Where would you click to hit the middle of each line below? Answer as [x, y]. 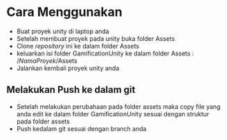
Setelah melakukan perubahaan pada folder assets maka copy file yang [118, 106]
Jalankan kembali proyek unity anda [68, 68]
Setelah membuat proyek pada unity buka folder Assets [96, 38]
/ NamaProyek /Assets [47, 60]
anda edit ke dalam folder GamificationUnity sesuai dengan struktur [113, 114]
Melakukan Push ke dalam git [71, 90]
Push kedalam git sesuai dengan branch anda [81, 128]
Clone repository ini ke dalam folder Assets [78, 46]
